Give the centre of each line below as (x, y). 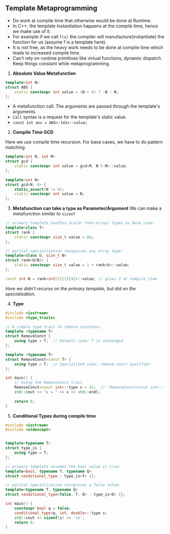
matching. (16, 147)
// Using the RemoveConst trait (48, 383)
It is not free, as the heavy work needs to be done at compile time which (88, 47)
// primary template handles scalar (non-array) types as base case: (80, 223)
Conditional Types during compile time (54, 416)
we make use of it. (32, 31)
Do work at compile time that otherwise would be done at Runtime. (82, 20)
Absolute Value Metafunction (44, 73)
